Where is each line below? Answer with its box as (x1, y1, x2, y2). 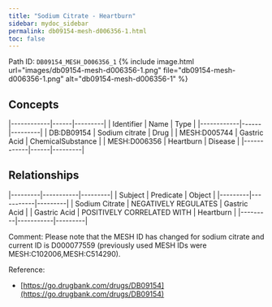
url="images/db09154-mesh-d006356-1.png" (8, 66, 162, 76)
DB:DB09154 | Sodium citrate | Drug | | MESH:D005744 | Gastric (48, 128, 264, 138)
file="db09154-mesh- (162, 66, 236, 76)
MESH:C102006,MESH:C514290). (8, 249, 121, 258)
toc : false (8, 34, 45, 43)
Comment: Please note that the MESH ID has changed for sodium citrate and (8, 231, 265, 241)
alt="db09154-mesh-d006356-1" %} (65, 74, 188, 84)
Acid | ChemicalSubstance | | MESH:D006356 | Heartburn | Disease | (8, 136, 240, 146)
